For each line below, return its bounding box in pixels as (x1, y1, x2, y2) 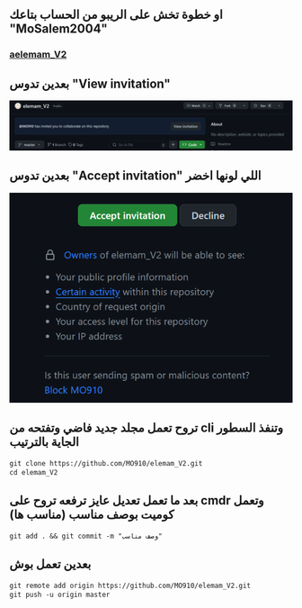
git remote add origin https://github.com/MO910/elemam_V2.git (9, 581, 252, 591)
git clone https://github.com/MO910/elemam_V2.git (9, 459, 203, 468)
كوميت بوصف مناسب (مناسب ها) (9, 506, 174, 522)
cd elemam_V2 (9, 468, 58, 477)
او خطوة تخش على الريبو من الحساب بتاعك (9, 7, 223, 23)
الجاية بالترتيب (9, 434, 79, 449)
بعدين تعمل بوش (9, 556, 92, 571)
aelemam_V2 (9, 49, 67, 61)
